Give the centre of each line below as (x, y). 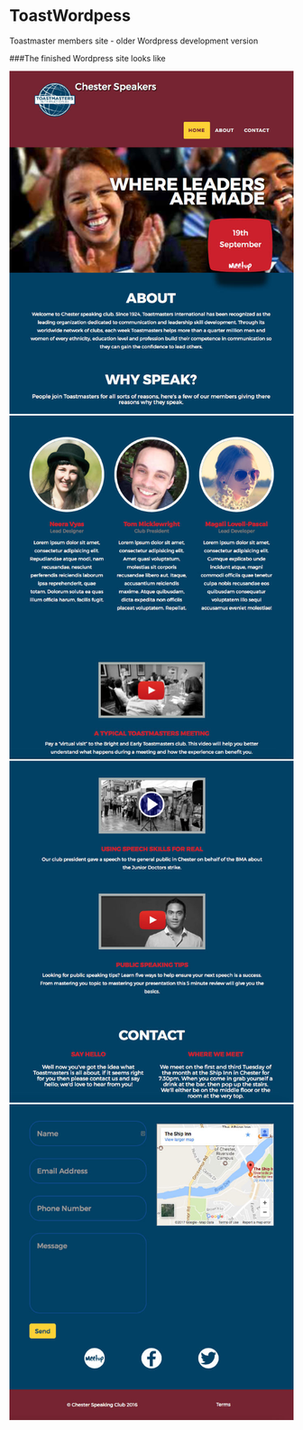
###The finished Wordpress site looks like (87, 58)
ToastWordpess (70, 16)
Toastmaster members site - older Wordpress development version (134, 41)
